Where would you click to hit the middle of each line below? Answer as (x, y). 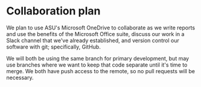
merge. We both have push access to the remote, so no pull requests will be (101, 71)
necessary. (20, 77)
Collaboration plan (53, 11)
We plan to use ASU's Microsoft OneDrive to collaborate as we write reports (101, 28)
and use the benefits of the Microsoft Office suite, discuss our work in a (95, 34)
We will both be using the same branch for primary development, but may (97, 58)
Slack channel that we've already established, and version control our (93, 40)
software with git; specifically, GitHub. (53, 47)
